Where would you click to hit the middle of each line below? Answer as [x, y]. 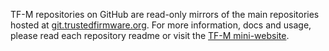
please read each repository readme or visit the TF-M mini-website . [150, 35]
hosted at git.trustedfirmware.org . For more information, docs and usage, [161, 25]
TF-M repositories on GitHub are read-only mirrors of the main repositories [165, 14]
